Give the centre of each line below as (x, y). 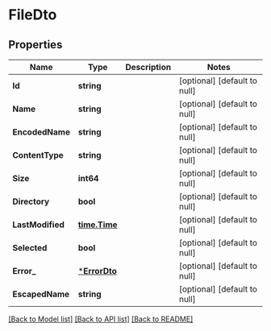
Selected (30, 248)
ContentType (38, 155)
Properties (35, 45)
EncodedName (42, 132)
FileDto (33, 15)
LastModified (38, 225)
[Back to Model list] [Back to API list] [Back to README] (101, 319)
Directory (31, 201)
